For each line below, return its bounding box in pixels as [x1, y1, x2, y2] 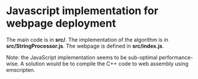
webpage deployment [6, 17, 116, 30]
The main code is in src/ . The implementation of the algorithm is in [6, 36, 169, 43]
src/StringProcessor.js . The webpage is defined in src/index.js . [6, 42, 164, 50]
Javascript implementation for [6, 4, 159, 18]
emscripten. [6, 66, 36, 73]
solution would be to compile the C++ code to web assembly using [25, 60, 189, 67]
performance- [159, 54, 193, 61]
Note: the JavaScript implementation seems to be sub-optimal [6, 54, 158, 61]
